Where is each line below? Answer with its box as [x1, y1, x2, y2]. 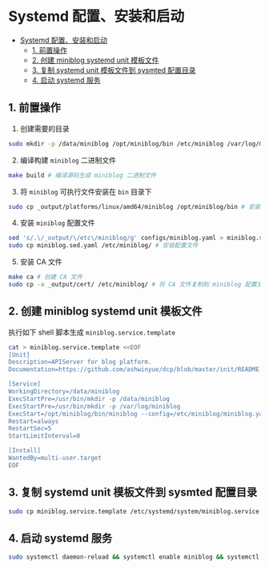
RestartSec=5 [8, 425, 52, 433]
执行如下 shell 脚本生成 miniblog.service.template [8, 327, 176, 337]
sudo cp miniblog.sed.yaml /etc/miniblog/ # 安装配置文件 [8, 242, 199, 250]
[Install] [8, 447, 42, 455]
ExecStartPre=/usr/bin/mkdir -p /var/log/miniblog [8, 402, 181, 411]
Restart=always [8, 417, 59, 425]
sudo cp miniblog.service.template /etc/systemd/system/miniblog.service [8, 507, 260, 515]
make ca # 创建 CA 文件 [8, 273, 82, 281]
